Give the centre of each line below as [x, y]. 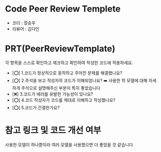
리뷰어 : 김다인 [26, 29]
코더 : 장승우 [24, 23]
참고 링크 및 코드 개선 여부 [53, 131]
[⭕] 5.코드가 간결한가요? [36, 108]
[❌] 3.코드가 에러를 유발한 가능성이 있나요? [52, 94]
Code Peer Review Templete [63, 9]
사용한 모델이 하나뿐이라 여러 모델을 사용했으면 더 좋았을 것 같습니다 [69, 145]
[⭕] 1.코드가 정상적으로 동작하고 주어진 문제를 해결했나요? [67, 73]
